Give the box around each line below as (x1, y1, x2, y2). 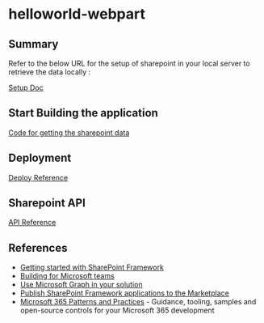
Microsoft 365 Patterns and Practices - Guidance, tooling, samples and (19, 297, 257, 307)
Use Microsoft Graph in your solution (19, 280, 143, 290)
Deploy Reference (8, 172, 69, 182)
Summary (8, 37, 59, 51)
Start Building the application (8, 106, 159, 120)
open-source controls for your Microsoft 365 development (19, 305, 215, 316)
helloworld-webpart (8, 5, 145, 23)
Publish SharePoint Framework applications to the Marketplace (19, 288, 230, 298)
